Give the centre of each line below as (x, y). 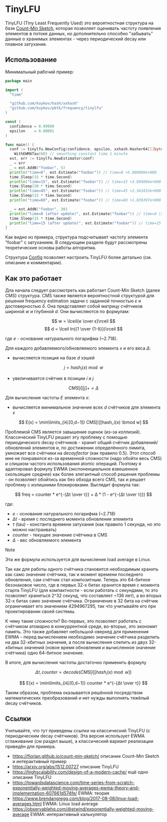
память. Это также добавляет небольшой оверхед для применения (77, 631)
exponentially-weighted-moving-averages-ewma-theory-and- (76, 788)
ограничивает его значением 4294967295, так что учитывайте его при (81, 606)
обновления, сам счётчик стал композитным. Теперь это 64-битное (78, 580)
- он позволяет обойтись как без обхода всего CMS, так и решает (75, 479)
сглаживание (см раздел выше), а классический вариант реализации (79, 741)
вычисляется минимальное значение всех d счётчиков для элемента (86, 407)
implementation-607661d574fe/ (44, 793)
